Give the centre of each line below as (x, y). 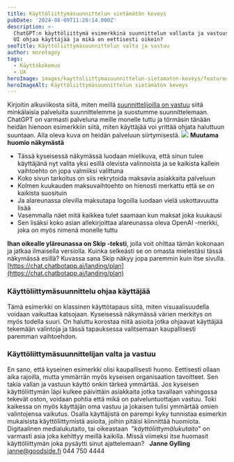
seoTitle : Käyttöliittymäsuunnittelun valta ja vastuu (88, 46)
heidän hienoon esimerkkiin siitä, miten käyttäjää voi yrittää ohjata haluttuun (116, 127)
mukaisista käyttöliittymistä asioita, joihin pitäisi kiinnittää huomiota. (104, 421)
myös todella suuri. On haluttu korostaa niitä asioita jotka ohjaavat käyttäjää (115, 321)
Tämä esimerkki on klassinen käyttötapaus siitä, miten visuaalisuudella (108, 307)
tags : (15, 59)
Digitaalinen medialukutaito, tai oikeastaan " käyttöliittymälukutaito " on (109, 429)
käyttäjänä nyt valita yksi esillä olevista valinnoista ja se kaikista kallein (118, 164)
